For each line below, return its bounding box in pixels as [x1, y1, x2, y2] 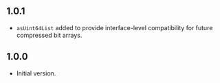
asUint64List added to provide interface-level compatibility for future [16, 23, 213, 32]
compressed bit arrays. [16, 31, 82, 39]
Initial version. [16, 69, 56, 78]
